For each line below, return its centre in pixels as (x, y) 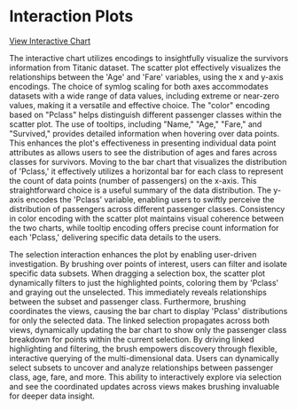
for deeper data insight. (52, 396)
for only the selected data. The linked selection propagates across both (140, 320)
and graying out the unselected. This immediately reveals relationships (138, 292)
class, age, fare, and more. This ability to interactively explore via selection (145, 377)
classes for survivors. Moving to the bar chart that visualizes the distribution (148, 162)
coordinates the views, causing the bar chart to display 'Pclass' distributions (148, 311)
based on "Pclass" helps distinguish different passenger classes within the (145, 114)
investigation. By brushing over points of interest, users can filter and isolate (148, 264)
